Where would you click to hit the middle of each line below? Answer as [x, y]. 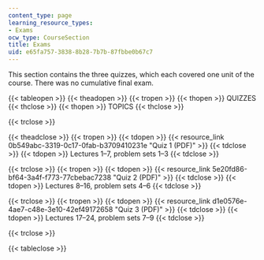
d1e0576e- [230, 201]
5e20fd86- [230, 169]
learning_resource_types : [50, 23]
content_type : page [40, 15]
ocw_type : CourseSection [49, 37]
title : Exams [30, 45]
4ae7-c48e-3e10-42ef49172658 [61, 209]
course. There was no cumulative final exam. [81, 83]
